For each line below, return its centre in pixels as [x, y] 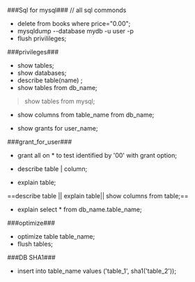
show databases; [42, 73]
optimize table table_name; [56, 236]
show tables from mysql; [60, 101]
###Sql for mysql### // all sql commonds [67, 10]
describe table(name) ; [50, 80]
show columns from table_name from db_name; [86, 115]
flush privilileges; [42, 38]
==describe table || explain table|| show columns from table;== [98, 196]
